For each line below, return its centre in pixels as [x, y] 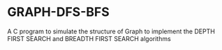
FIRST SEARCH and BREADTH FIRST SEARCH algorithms [89, 38]
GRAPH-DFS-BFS [58, 12]
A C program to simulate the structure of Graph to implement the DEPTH [111, 31]
